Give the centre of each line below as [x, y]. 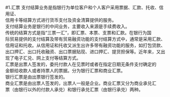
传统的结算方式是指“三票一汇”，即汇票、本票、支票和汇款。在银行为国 [78, 33]
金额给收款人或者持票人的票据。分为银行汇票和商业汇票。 [65, 70]
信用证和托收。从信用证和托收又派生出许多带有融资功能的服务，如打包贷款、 [85, 45]
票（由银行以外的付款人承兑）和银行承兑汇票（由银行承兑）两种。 [74, 89]
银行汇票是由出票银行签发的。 [36, 77]
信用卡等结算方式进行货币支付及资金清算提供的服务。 [61, 20]
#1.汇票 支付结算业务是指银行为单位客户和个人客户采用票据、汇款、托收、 [82, 7]
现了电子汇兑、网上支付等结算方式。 [43, 58]
